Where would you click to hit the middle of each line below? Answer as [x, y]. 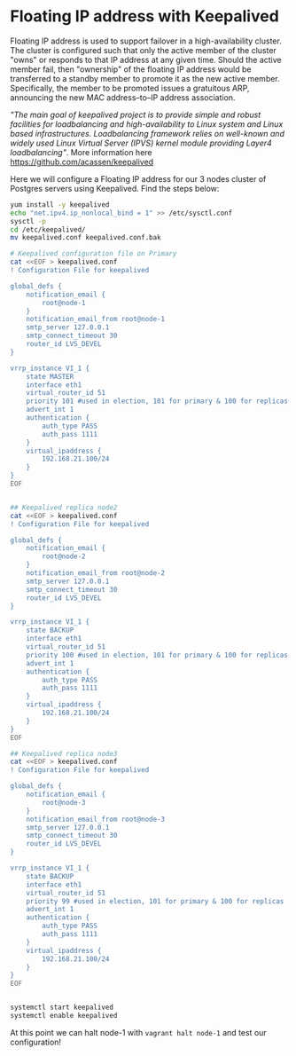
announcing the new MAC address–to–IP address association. [123, 97]
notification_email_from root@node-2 [96, 573]
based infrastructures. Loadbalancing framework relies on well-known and [147, 133]
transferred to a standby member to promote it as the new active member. [145, 78]
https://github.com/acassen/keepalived [82, 162]
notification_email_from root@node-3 [96, 819]
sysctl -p [28, 221]
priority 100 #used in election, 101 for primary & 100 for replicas [157, 655]
